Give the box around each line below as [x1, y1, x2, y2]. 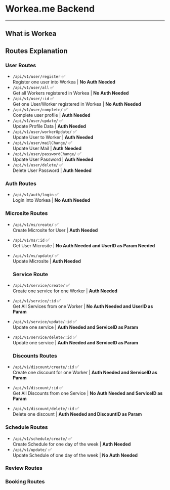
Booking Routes [5, 478, 45, 485]
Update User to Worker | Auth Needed [12, 135, 94, 141]
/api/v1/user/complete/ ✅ [12, 107, 68, 113]
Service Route [12, 271, 48, 278]
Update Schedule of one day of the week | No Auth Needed [12, 452, 138, 458]
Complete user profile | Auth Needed [12, 112, 91, 118]
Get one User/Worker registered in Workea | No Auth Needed [12, 101, 141, 107]
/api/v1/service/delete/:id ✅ [12, 334, 77, 340]
